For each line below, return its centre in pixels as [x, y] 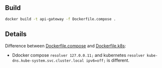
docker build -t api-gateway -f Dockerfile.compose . [61, 19]
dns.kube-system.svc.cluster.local [48, 61]
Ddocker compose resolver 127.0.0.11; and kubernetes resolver [78, 55]
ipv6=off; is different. [108, 60]
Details [16, 34]
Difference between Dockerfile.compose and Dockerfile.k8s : [65, 46]
